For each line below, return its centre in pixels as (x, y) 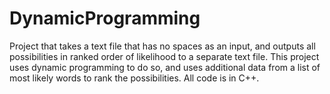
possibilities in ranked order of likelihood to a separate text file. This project (164, 56)
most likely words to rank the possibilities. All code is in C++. (134, 78)
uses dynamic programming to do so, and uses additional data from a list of (165, 67)
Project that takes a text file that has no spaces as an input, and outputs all (162, 46)
